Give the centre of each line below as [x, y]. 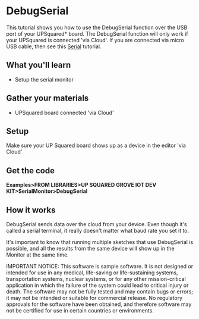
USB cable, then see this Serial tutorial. [54, 46]
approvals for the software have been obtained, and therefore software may [99, 304]
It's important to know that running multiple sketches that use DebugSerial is [100, 242]
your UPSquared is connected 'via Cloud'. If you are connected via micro [95, 40]
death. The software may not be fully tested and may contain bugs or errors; [99, 292]
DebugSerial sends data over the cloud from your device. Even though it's [97, 224]
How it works [31, 210]
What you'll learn [39, 65]
